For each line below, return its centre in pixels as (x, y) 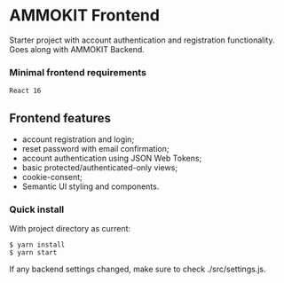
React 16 (25, 91)
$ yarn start (33, 253)
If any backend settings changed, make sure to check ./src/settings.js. (138, 269)
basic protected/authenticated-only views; (100, 168)
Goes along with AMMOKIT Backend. (77, 49)
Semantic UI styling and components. (91, 186)
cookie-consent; (52, 177)
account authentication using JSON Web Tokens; (112, 158)
